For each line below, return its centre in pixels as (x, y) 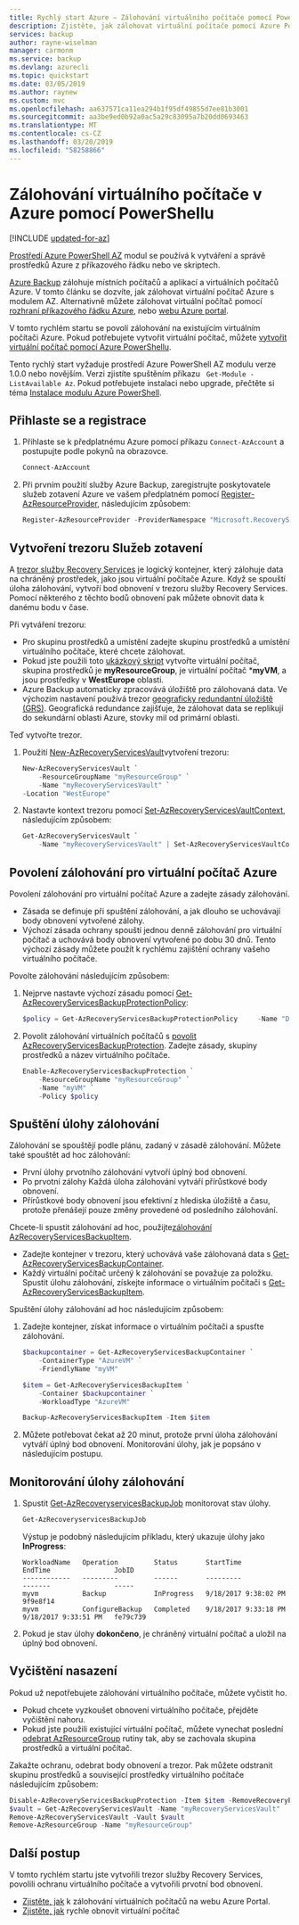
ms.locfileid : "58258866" (57, 150)
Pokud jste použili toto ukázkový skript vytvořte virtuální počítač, (141, 660)
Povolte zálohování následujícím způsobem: (89, 976)
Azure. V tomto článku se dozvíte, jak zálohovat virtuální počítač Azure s (141, 292)
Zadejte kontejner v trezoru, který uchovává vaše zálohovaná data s (146, 1254)
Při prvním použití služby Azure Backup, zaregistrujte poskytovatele (146, 485)
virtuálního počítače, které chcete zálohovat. (104, 651)
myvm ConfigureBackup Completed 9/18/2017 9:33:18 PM (154, 1609)
